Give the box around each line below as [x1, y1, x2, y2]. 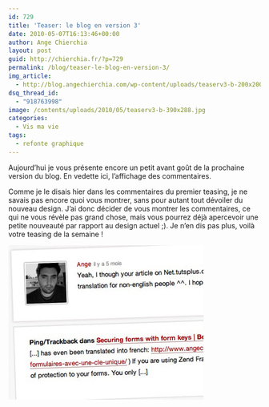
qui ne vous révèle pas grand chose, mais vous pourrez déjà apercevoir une [8, 212, 259, 222]
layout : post [8, 46, 52, 55]
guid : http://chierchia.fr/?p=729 [8, 55, 124, 63]
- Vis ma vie [15, 123, 59, 131]
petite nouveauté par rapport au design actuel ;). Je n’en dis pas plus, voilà [8, 220, 255, 230]
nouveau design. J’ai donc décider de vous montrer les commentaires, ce [8, 203, 251, 213]
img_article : [8, 72, 52, 80]
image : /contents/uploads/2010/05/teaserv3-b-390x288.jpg [8, 106, 206, 114]
